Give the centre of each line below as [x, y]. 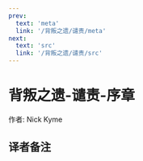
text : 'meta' [38, 23]
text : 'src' [36, 46]
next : [17, 38]
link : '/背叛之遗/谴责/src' [59, 53]
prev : [17, 16]
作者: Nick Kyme [36, 119]
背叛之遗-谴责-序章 [72, 95]
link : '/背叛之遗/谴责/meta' [61, 31]
